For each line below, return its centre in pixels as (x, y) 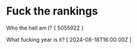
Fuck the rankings (52, 11)
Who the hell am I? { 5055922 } (45, 28)
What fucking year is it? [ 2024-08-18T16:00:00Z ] (69, 39)
